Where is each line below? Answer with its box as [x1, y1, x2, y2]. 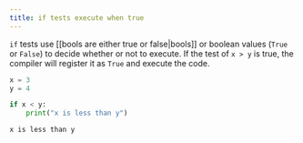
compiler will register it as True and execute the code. [9, 57, 210, 68]
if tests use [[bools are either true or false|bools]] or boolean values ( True [9, 38, 288, 49]
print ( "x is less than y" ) [25, 108, 128, 118]
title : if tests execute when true [9, 13, 145, 23]
